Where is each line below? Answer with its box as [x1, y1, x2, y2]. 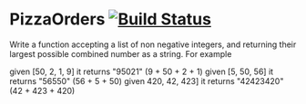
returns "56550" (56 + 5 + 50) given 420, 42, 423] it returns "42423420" [9, 75, 284, 86]
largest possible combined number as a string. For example [9, 48, 232, 59]
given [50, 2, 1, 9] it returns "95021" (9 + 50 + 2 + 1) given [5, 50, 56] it [9, 66, 274, 77]
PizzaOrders [9, 9, 106, 30]
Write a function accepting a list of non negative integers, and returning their [9, 39, 297, 50]
